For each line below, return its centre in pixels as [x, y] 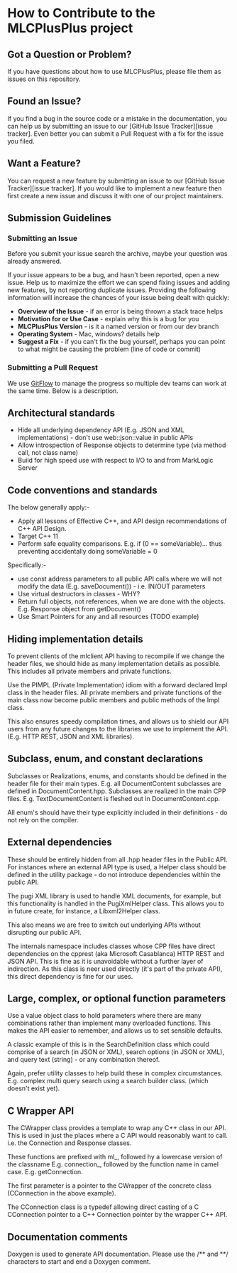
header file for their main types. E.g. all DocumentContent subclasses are [114, 783]
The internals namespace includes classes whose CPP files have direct [111, 946]
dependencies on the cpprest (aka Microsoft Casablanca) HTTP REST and [116, 953]
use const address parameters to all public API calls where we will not [120, 579]
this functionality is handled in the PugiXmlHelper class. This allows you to [116, 903]
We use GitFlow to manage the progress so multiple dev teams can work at [117, 383]
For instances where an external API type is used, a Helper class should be [117, 867]
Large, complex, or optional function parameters [117, 999]
